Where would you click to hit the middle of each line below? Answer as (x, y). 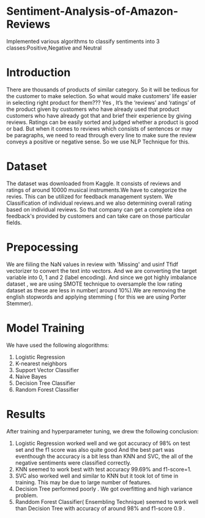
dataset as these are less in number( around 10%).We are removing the (96, 290)
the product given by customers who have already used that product (93, 109)
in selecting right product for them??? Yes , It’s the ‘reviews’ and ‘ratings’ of (101, 102)
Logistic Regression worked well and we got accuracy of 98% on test (103, 443)
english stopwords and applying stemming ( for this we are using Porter (96, 297)
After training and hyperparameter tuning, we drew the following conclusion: (102, 431)
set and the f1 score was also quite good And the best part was (95, 449)
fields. (14, 223)
